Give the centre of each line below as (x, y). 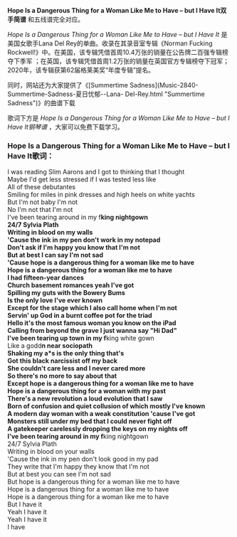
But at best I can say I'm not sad (55, 255)
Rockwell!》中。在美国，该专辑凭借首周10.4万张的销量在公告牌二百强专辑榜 (118, 52)
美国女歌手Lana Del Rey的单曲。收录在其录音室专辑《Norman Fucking (110, 43)
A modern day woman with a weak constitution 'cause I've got (101, 414)
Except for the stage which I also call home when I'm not (93, 308)
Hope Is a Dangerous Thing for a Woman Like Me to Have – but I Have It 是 (117, 34)
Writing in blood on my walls (50, 233)
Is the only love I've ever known (55, 300)
